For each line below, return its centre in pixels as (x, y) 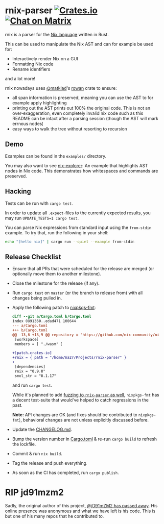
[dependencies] (30, 367)
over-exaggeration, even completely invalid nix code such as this (78, 113)
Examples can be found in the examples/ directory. (56, 156)
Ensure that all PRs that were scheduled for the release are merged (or (83, 269)
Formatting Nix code (33, 64)
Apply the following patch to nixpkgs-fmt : (54, 308)
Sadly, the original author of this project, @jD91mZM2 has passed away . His (81, 506)
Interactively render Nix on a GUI (45, 58)
